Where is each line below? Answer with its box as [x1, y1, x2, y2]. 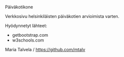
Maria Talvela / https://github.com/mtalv [5, 47, 86, 52]
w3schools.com [12, 37, 44, 43]
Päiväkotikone [5, 4, 33, 10]
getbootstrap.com [12, 32, 49, 38]
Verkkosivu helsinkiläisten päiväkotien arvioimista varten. [5, 14, 120, 19]
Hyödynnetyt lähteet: [5, 23, 48, 28]
